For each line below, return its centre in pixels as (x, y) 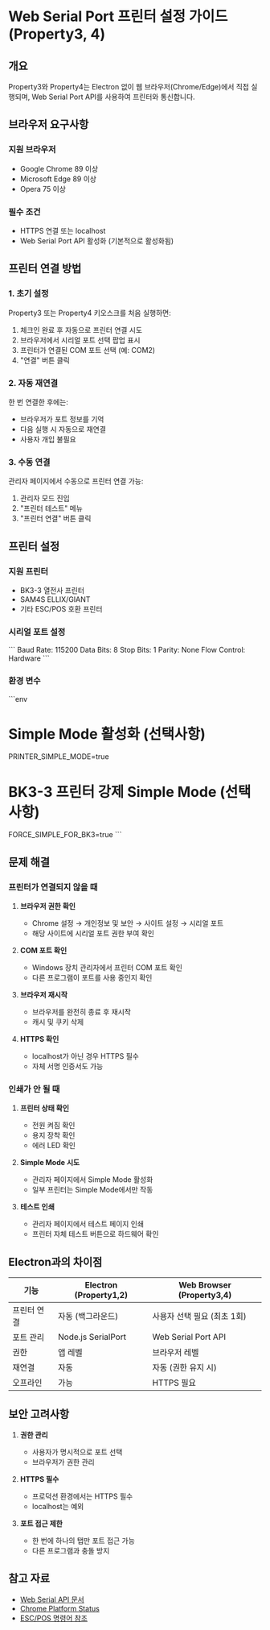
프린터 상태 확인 (45, 1108)
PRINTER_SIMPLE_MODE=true (59, 757)
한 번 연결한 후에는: (38, 402)
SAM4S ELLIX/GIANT (55, 599)
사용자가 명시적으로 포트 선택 (77, 1452)
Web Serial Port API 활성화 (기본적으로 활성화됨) (97, 241)
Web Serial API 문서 (52, 1599)
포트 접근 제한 (41, 1524)
